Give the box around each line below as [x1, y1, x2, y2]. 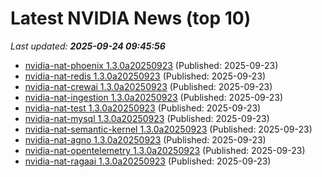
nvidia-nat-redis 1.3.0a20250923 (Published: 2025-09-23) [24, 70, 267, 82]
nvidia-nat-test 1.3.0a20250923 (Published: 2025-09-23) [24, 102, 262, 114]
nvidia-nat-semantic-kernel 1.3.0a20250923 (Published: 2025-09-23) [24, 123, 313, 135]
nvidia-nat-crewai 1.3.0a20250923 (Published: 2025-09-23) [24, 80, 273, 92]
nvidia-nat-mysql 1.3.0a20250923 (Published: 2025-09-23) [24, 112, 270, 124]
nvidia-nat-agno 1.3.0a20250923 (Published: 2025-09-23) [24, 133, 267, 146]
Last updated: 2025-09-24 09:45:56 [10, 40, 166, 52]
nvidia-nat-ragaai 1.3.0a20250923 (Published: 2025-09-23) [24, 155, 272, 167]
